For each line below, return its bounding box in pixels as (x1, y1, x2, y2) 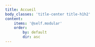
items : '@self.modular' (14, 21, 63, 26)
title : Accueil (5, 7, 36, 12)
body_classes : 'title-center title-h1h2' (5, 12, 91, 17)
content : (5, 16, 23, 21)
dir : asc (23, 35, 41, 40)
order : (14, 25, 27, 30)
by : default (23, 30, 47, 35)
